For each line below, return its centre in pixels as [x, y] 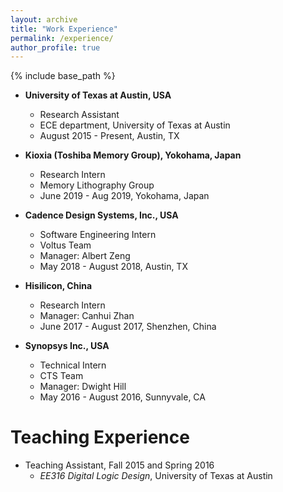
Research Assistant [79, 115]
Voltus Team [65, 245]
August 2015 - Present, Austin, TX [109, 136]
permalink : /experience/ [62, 38]
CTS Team [61, 376]
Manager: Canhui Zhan [87, 316]
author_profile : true [55, 47]
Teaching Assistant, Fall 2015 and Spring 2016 [119, 465]
